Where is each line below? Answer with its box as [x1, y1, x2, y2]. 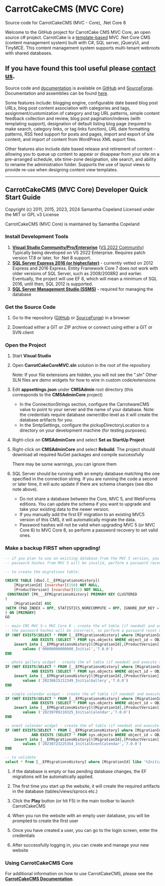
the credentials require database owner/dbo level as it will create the [19, 412, 159, 418]
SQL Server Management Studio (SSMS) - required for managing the [12, 286, 153, 292]
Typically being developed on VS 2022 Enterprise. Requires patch [12, 249, 146, 255]
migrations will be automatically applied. [12, 774, 94, 779]
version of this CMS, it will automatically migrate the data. [19, 517, 136, 523]
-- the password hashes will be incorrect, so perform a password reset [5, 628, 157, 633]
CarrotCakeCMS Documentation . [5, 876, 74, 882]
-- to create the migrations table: [5, 569, 80, 574]
